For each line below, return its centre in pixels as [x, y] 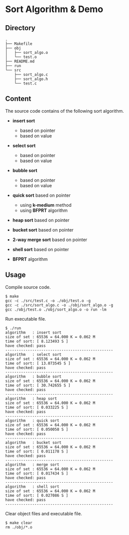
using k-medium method [46, 205]
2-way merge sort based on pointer [50, 240]
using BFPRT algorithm [44, 210]
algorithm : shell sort [32, 487]
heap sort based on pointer [41, 220]
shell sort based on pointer [41, 249]
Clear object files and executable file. [44, 513]
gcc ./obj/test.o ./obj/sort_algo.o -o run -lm [56, 310]
